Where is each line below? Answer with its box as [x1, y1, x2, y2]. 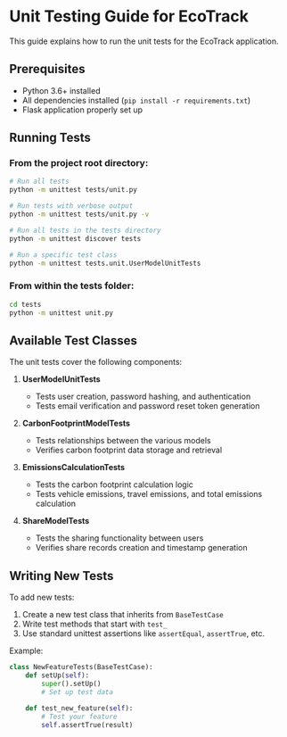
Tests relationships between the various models [35, 435, 211, 446]
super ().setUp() [41, 679, 102, 688]
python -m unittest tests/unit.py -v [9, 210, 150, 219]
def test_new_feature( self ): [25, 704, 134, 713]
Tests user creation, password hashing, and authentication [35, 391, 251, 402]
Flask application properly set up [21, 104, 143, 115]
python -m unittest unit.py [9, 308, 114, 318]
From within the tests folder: [9, 279, 135, 292]
